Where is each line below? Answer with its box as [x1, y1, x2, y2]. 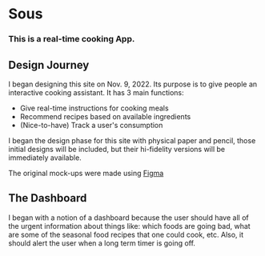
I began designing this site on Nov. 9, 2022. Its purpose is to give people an [8, 79, 258, 89]
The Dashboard [8, 191, 87, 205]
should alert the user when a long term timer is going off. [8, 238, 196, 248]
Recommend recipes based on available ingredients [19, 111, 191, 121]
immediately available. [8, 153, 82, 162]
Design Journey [8, 58, 90, 72]
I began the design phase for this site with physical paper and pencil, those [8, 135, 256, 145]
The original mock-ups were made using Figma [8, 168, 164, 178]
